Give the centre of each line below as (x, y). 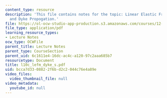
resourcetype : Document (30, 60)
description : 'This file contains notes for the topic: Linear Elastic (81, 14)
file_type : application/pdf (34, 28)
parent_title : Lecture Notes (35, 47)
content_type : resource (30, 10)
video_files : (19, 74)
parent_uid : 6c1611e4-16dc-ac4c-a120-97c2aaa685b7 (59, 56)
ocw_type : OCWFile (24, 42)
